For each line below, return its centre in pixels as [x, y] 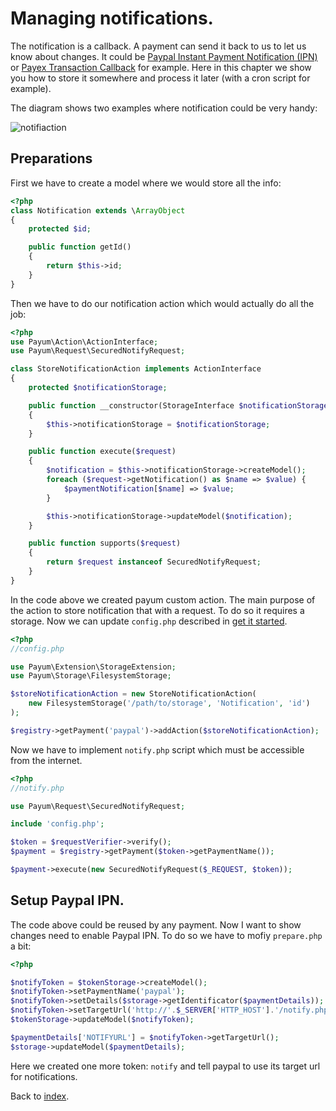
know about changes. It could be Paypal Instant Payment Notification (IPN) [164, 56]
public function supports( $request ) [105, 543]
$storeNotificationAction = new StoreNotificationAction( [133, 694]
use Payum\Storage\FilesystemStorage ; [91, 676]
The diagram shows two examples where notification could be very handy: [164, 108]
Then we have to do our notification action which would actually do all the [162, 303]
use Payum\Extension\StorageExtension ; [93, 667]
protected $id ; [60, 229]
